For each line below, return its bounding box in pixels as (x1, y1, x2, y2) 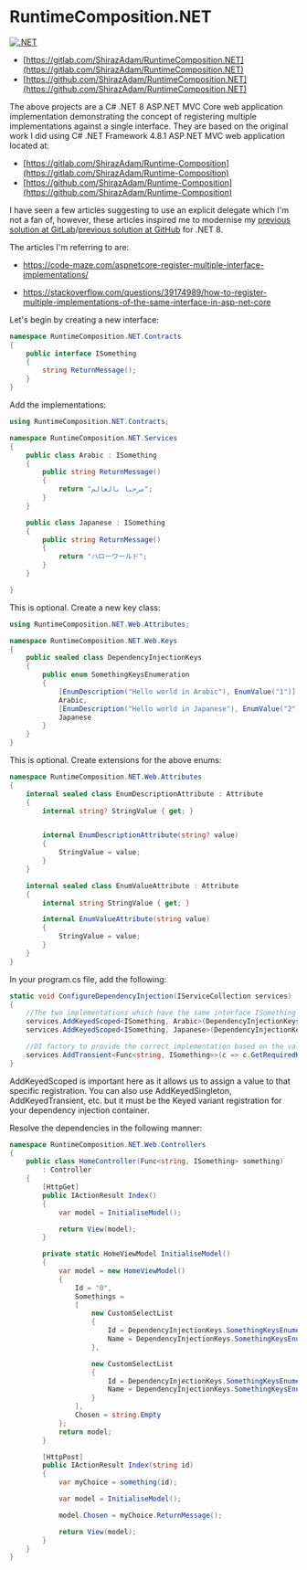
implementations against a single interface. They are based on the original (9, 121, 289, 132)
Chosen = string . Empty (74, 1410, 162, 1420)
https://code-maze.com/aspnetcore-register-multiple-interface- (22, 259, 265, 271)
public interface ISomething (26, 349, 137, 358)
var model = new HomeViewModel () (58, 1267, 185, 1276)
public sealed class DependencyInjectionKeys (26, 653, 203, 663)
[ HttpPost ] (42, 1452, 84, 1461)
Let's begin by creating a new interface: (9, 313, 160, 325)
